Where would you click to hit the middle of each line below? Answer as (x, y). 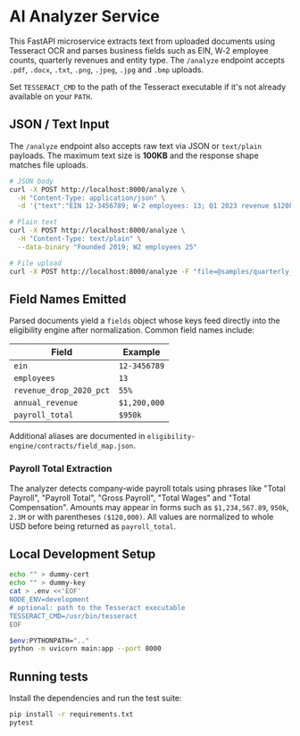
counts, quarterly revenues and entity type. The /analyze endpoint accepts (147, 60)
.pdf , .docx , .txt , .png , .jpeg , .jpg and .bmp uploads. (106, 70)
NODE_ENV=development (50, 600)
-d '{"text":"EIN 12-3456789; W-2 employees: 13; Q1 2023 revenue (143, 206)
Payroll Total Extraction (61, 468)
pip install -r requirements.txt (71, 715)
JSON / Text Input (59, 124)
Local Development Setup (83, 554)
